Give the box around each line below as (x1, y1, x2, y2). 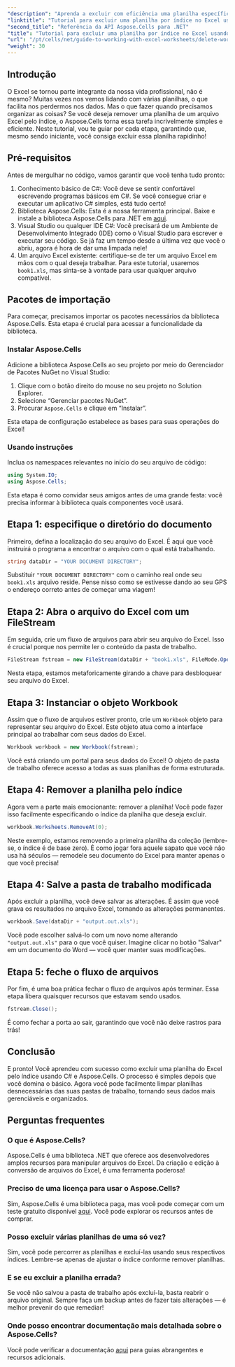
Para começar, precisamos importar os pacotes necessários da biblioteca (7, 312, 220, 320)
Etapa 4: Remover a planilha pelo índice (7, 784, 183, 796)
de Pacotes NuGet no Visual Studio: (7, 368, 111, 376)
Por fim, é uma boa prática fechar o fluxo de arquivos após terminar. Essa (7, 984, 219, 993)
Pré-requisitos (7, 152, 72, 164)
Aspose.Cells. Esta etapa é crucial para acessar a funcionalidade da (7, 320, 203, 328)
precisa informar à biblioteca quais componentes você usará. (7, 498, 184, 507)
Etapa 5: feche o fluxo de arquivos (7, 966, 159, 978)
